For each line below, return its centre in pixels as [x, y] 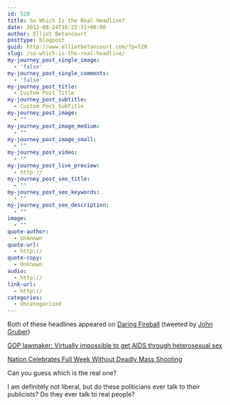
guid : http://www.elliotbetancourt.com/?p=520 [77, 47]
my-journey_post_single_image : [54, 60]
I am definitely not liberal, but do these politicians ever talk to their [104, 387]
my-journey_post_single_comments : [59, 73]
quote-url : [23, 245]
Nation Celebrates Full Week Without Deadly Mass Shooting [95, 360]
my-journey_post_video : [43, 152]
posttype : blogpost [36, 40]
